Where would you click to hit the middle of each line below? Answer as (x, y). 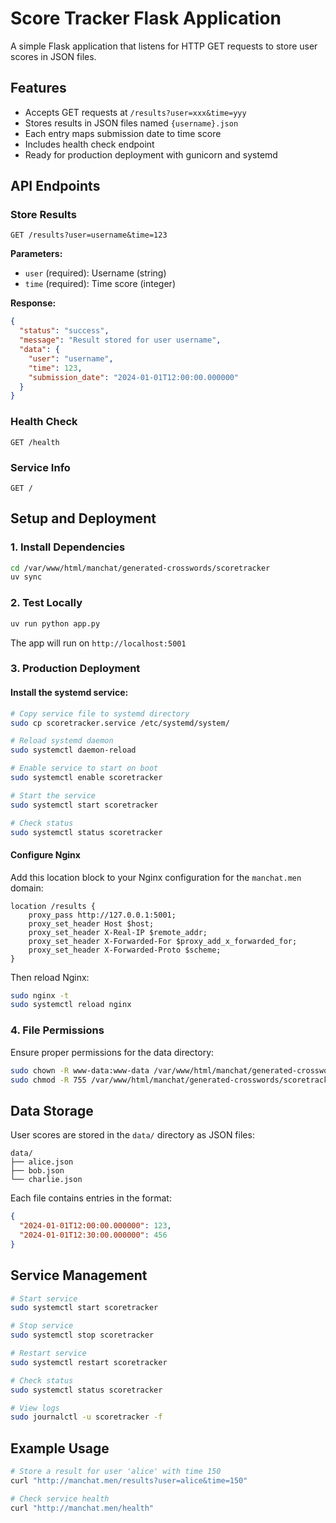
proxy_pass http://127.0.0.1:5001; (102, 915)
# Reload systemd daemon (62, 741)
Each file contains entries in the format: (91, 1198)
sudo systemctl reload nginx (71, 1005)
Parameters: (36, 254)
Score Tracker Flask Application (146, 18)
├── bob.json (37, 1171)
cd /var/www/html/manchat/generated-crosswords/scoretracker (140, 568)
